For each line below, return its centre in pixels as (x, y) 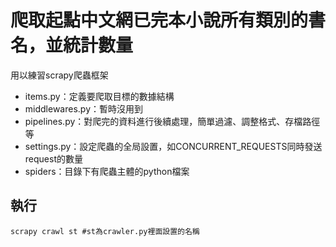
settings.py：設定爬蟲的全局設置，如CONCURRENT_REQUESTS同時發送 (173, 146)
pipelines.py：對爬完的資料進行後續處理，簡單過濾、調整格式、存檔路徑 (172, 121)
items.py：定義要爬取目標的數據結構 (99, 96)
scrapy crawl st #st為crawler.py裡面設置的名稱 (105, 231)
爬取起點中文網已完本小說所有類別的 (159, 20)
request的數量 (53, 158)
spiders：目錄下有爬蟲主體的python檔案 (107, 171)
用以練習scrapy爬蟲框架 (59, 75)
